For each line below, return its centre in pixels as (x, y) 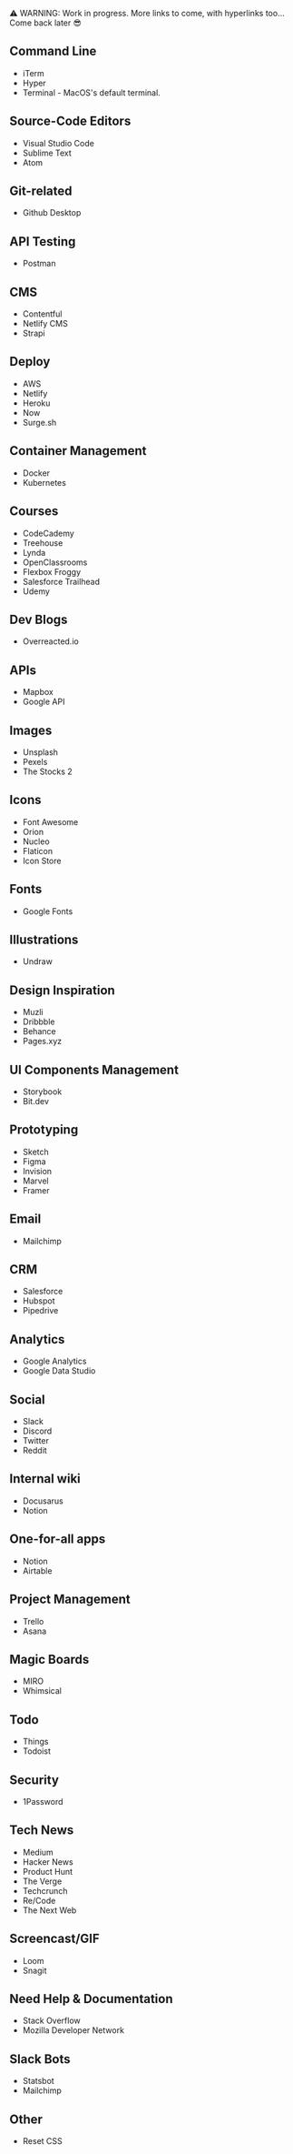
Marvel (35, 1181)
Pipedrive (40, 1311)
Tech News (42, 1831)
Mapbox (38, 692)
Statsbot (38, 2081)
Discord (37, 1431)
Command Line (53, 51)
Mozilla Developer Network (73, 2030)
